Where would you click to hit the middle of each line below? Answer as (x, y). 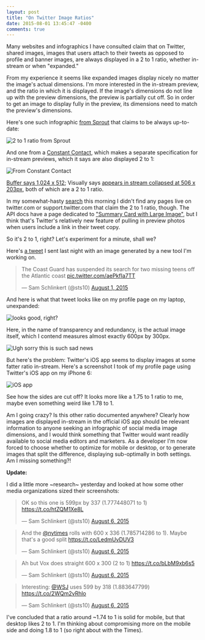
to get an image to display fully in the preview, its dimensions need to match (102, 104)
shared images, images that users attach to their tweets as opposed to (95, 53)
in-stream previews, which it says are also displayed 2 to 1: (80, 159)
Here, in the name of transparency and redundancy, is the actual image (96, 330)
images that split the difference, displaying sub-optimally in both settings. (99, 454)
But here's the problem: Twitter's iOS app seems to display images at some (101, 360)
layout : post (23, 12)
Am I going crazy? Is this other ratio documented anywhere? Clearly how (98, 415)
